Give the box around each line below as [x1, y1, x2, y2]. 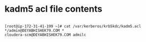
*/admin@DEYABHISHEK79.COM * [4, 28, 64, 33]
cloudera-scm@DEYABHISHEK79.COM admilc [4, 32, 87, 37]
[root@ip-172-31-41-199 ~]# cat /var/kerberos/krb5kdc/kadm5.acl [4, 23, 141, 29]
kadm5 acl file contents [4, 3, 103, 15]
